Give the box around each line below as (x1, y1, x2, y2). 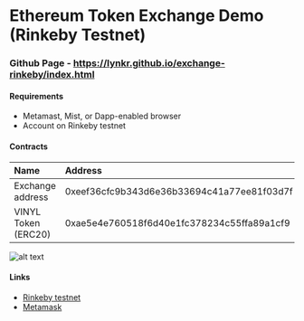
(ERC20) (14, 228, 52, 241)
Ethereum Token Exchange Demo (9, 5, 264, 26)
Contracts (9, 141, 48, 152)
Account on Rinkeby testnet (22, 120, 127, 131)
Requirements (9, 90, 64, 101)
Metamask (22, 301, 62, 312)
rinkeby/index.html (9, 69, 95, 81)
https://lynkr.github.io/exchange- (72, 57, 226, 70)
